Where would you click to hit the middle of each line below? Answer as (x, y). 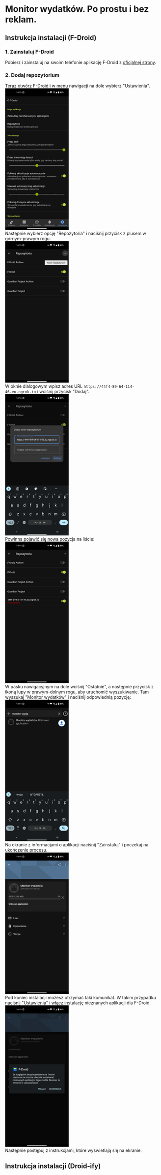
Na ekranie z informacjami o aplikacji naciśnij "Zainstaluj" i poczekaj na (77, 845)
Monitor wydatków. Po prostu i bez (77, 9)
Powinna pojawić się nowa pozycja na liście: (50, 539)
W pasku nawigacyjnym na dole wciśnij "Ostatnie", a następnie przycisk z (79, 687)
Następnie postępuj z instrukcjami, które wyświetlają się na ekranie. (74, 1150)
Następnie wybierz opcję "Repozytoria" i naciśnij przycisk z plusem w (76, 233)
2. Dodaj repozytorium (32, 75)
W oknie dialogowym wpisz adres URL (44, 386)
